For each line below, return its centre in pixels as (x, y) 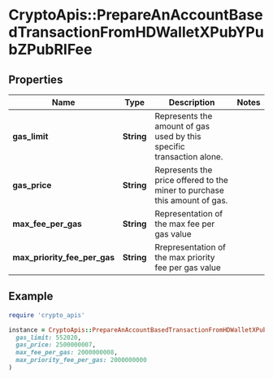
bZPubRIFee (50, 50)
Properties (36, 79)
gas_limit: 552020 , (49, 338)
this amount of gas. (191, 200)
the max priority (184, 257)
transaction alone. (188, 157)
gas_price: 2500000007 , (56, 345)
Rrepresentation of (190, 247)
